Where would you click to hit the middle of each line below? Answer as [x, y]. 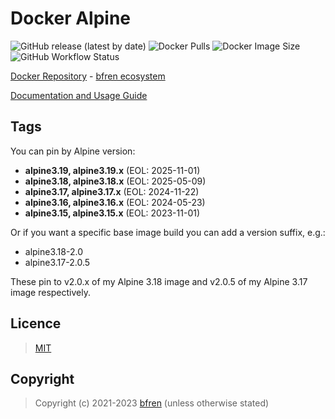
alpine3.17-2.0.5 [57, 262]
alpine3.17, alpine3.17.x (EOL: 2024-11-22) [112, 191]
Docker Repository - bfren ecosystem [88, 76]
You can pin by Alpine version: [73, 151]
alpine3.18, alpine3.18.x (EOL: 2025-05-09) [115, 181]
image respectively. [50, 292]
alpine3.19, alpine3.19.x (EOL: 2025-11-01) [112, 170]
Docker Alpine [71, 18]
